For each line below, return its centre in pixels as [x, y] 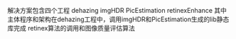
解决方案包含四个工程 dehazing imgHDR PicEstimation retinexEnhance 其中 [117, 10]
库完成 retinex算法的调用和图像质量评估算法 [71, 28]
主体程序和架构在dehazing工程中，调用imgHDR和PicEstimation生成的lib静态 [118, 19]
